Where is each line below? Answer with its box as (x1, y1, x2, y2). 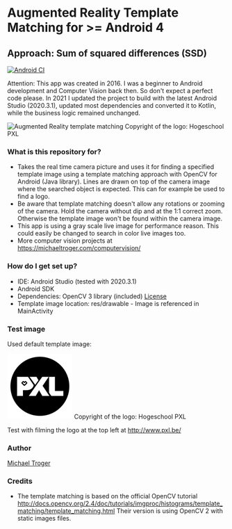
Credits (7, 476, 33, 486)
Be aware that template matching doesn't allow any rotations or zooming (17, 200, 225, 208)
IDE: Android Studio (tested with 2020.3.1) (17, 277, 137, 286)
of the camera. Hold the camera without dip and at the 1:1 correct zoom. (17, 207, 223, 215)
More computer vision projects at (17, 236, 113, 245)
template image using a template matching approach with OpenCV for (17, 170, 217, 179)
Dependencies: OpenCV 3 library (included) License (17, 292, 167, 300)
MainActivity (17, 307, 53, 315)
